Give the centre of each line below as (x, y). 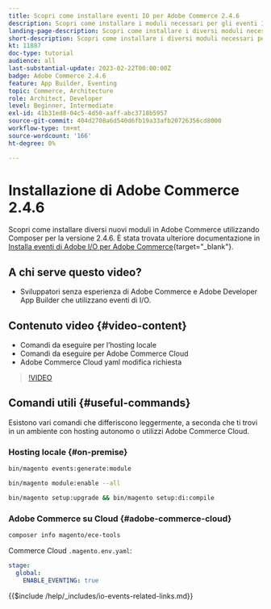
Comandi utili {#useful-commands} (100, 403)
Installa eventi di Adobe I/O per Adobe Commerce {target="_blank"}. (121, 247)
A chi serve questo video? (75, 272)
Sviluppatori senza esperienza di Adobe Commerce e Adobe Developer (139, 292)
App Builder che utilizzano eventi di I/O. (85, 300)
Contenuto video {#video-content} (98, 325)
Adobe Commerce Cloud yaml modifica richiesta (101, 362)
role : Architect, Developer (56, 98)
